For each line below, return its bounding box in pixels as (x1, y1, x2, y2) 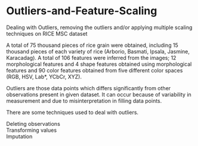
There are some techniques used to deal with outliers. (6, 109, 139, 116)
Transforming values (6, 126, 57, 134)
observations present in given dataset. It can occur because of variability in (6, 91, 192, 98)
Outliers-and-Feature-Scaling (6, 4, 157, 18)
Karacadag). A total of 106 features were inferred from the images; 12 (6, 54, 177, 61)
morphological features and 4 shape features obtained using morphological (6, 61, 192, 68)
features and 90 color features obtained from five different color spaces (6, 66, 183, 74)
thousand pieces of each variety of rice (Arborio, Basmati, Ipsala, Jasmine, (6, 47, 190, 55)
